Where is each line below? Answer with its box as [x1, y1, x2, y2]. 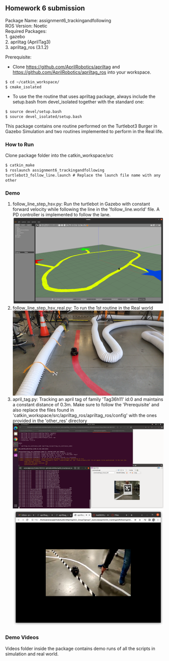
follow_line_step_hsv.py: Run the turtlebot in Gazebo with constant [12, 201, 150, 207]
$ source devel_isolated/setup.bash [5, 114, 82, 119]
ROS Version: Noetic [5, 23, 48, 29]
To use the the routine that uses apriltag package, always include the [12, 93, 156, 99]
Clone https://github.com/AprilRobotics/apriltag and [12, 64, 120, 70]
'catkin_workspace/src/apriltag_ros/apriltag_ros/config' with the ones [12, 412, 157, 418]
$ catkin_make [5, 163, 35, 168]
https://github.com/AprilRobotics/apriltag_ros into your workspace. [12, 69, 151, 75]
